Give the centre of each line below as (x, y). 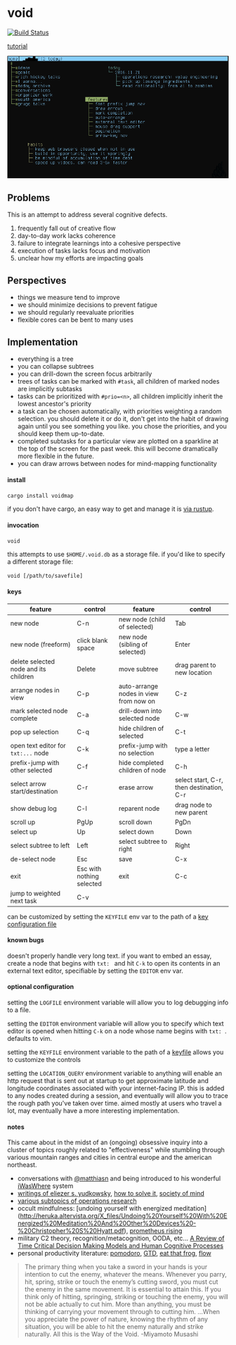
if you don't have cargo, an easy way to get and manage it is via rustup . (111, 509)
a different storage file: (40, 562)
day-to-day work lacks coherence (66, 236)
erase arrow (136, 788)
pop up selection (34, 732)
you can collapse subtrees (55, 366)
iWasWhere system (45, 1186)
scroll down (135, 822)
